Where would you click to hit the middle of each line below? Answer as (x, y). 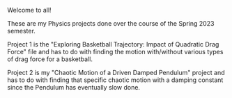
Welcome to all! (29, 10)
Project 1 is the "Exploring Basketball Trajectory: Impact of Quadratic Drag (113, 44)
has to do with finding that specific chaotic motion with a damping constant (115, 80)
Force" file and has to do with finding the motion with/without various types (115, 52)
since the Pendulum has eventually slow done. (74, 87)
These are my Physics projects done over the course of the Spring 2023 (111, 23)
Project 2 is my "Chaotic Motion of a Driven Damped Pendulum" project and (116, 73)
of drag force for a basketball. (50, 59)
